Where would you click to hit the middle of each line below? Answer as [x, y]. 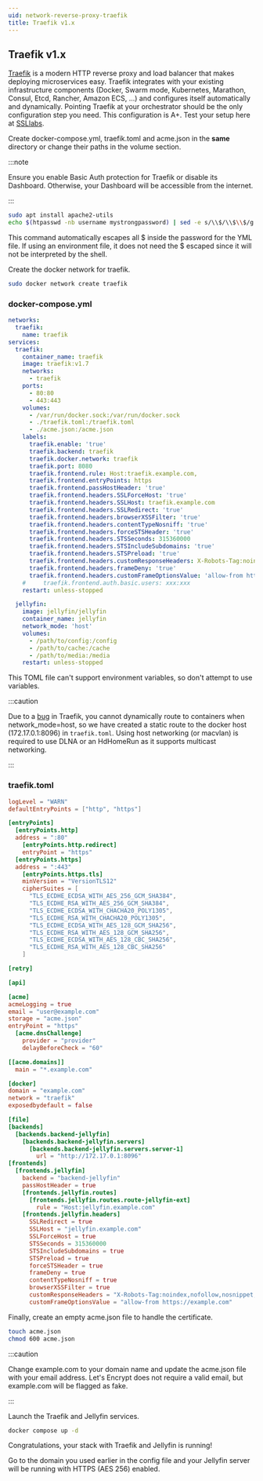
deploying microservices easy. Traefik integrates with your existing [116, 82]
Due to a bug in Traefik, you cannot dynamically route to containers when [126, 717]
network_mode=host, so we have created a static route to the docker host [128, 725]
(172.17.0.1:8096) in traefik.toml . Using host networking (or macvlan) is [123, 733]
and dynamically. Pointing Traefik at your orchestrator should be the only [126, 107]
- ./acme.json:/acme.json [71, 430]
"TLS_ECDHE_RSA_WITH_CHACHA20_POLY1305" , [97, 918]
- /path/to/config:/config [73, 640]
